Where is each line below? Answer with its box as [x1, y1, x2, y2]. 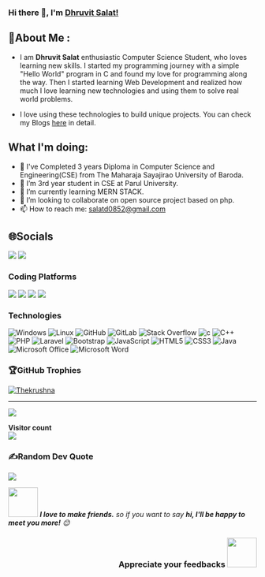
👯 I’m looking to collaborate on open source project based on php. [19, 195, 235, 204]
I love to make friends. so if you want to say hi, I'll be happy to [39, 509, 246, 519]
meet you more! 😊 [8, 518, 70, 527]
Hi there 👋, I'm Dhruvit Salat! [8, 7, 119, 18]
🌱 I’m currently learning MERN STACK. [19, 187, 144, 196]
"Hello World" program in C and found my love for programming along [19, 69, 248, 78]
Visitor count [8, 423, 52, 433]
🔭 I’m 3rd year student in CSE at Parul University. [19, 178, 179, 188]
